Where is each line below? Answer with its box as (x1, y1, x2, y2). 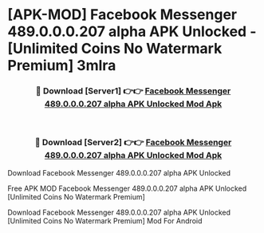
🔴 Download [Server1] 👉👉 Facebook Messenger (35, 85, 231, 97)
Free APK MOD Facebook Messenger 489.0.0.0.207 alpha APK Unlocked (7, 184, 247, 193)
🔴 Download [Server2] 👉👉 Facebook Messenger (34, 137, 232, 148)
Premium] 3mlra (7, 57, 116, 75)
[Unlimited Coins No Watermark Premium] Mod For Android (7, 215, 203, 225)
